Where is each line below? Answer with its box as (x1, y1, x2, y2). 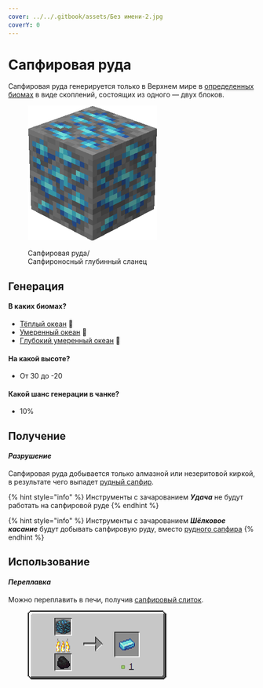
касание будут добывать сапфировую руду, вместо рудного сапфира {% (8, 525, 254, 534)
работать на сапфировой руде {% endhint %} (8, 501, 159, 511)
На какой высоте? (8, 353, 71, 363)
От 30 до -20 (19, 371, 63, 381)
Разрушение (8, 452, 52, 461)
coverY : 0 (8, 20, 41, 29)
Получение (8, 429, 67, 443)
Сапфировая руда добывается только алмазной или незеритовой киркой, (8, 469, 255, 478)
